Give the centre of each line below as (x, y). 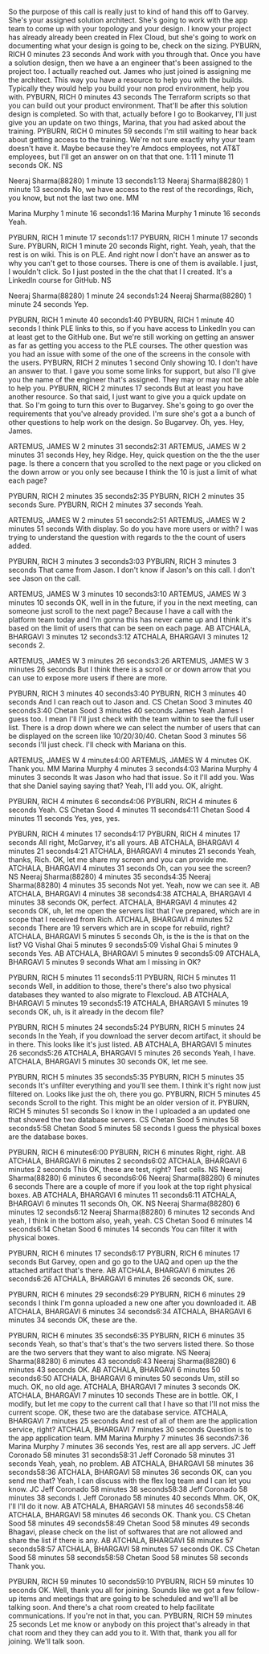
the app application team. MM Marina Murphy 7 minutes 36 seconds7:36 (128, 1438)
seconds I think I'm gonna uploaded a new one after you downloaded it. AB (132, 1303)
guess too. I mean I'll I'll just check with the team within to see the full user (131, 719)
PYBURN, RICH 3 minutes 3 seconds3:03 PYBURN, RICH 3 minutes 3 (122, 561)
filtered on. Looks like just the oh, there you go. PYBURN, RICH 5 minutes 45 (134, 1094)
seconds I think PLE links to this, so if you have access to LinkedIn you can (132, 328)
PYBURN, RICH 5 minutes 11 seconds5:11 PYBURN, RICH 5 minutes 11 (122, 978)
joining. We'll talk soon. (47, 1641)
